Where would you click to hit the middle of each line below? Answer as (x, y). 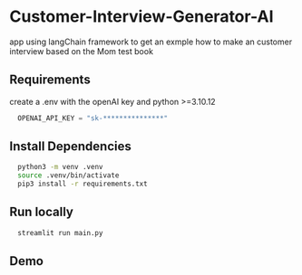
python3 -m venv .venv (60, 167)
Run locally (42, 212)
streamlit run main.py (60, 232)
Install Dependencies (70, 147)
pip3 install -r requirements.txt (83, 184)
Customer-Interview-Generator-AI (141, 17)
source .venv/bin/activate (68, 175)
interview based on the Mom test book (82, 51)
